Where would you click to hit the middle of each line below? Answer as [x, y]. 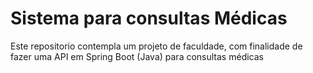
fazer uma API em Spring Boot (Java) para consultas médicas [137, 56]
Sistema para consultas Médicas [149, 18]
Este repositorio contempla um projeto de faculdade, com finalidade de [156, 46]
